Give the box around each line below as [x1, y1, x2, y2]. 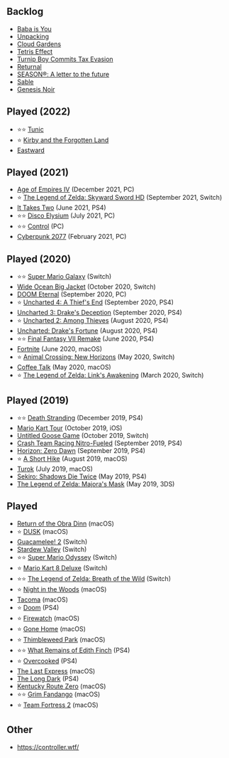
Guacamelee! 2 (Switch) [16, 537, 88, 546]
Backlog [6, 6, 44, 18]
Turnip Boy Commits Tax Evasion [16, 55, 114, 63]
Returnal [16, 62, 42, 70]
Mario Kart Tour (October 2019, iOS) [16, 424, 123, 432]
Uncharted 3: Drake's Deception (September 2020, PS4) [16, 309, 182, 317]
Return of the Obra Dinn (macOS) [16, 519, 115, 528]
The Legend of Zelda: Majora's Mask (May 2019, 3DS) [16, 480, 175, 489]
